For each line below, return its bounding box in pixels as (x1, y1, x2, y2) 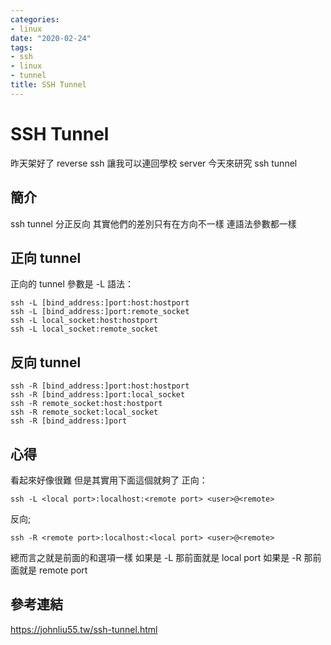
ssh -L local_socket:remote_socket (10, 324, 159, 335)
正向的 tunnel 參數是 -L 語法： (10, 278, 135, 290)
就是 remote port (18, 564, 88, 576)
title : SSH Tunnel (10, 80, 87, 90)
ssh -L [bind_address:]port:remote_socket (10, 307, 190, 317)
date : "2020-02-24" (10, 33, 92, 43)
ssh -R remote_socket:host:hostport (10, 399, 163, 409)
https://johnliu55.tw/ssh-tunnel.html (10, 623, 158, 635)
